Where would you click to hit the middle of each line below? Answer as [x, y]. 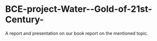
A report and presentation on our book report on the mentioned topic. [77, 33]
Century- [24, 20]
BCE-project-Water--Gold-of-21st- [79, 9]
